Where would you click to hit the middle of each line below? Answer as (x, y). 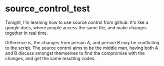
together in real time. (27, 33)
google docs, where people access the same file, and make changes (76, 27)
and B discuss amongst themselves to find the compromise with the (75, 53)
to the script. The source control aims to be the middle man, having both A (82, 48)
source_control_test (47, 9)
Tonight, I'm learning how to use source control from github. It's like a (77, 22)
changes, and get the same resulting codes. (50, 58)
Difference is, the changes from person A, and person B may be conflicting (82, 42)
